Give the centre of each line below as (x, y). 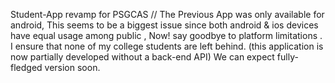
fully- (287, 57)
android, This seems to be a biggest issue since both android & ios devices (164, 25)
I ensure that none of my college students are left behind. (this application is (167, 46)
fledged (26, 67)
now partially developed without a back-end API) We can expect (142, 57)
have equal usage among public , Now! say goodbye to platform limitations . (166, 35)
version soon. (72, 67)
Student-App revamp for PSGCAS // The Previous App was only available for (167, 14)
